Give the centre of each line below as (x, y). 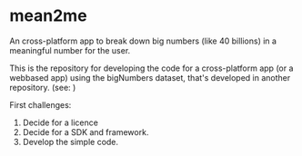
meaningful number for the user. (70, 50)
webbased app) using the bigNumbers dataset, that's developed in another (150, 77)
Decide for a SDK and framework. (86, 132)
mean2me (49, 16)
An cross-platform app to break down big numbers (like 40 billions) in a (143, 41)
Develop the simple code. (70, 141)
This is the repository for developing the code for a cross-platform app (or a (151, 68)
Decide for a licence (60, 122)
